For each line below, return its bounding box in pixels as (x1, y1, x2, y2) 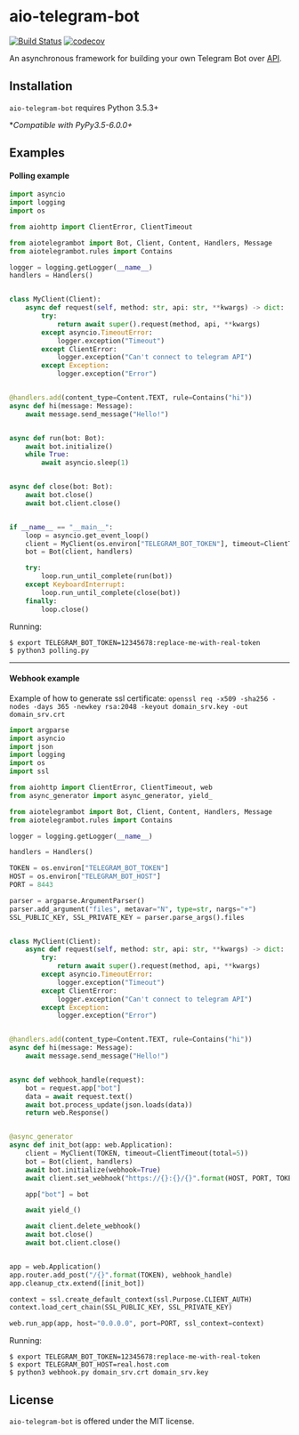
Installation (9, 78, 73, 94)
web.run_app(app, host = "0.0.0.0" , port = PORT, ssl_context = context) (9, 1319, 265, 1328)
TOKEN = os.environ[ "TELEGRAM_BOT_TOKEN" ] (9, 864, 169, 873)
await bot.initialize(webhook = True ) (25, 1165, 162, 1174)
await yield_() (25, 1205, 82, 1215)
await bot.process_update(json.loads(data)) (25, 1100, 193, 1109)
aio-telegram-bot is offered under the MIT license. (9, 1415, 195, 1426)
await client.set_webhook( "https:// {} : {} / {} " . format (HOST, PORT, (25, 1173, 273, 1182)
